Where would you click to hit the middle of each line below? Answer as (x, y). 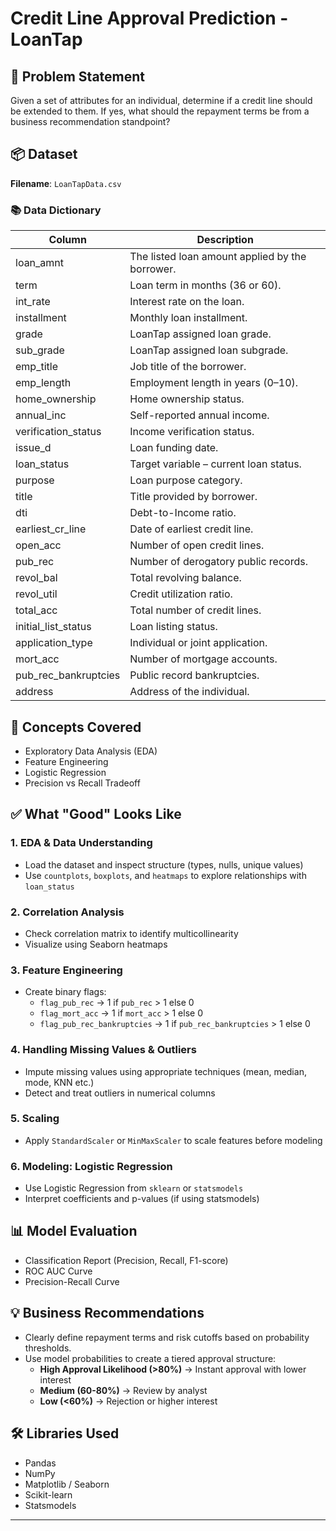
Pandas (40, 1463)
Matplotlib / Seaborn (67, 1484)
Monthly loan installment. (188, 318)
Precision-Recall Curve (72, 1281)
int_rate (33, 302)
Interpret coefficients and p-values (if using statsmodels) (142, 1199)
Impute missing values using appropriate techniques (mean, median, (165, 1071)
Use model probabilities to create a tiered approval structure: (150, 1358)
